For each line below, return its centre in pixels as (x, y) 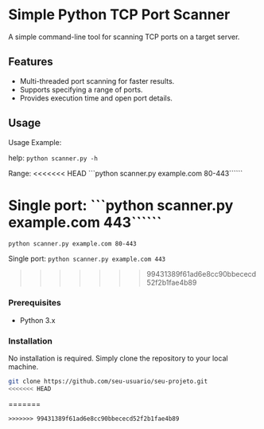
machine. (23, 367)
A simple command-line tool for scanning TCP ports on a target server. (124, 37)
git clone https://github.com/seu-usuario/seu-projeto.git (108, 382)
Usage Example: (35, 142)
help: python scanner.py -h (53, 158)
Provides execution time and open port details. (96, 98)
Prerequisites (35, 303)
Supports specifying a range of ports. (81, 89)
